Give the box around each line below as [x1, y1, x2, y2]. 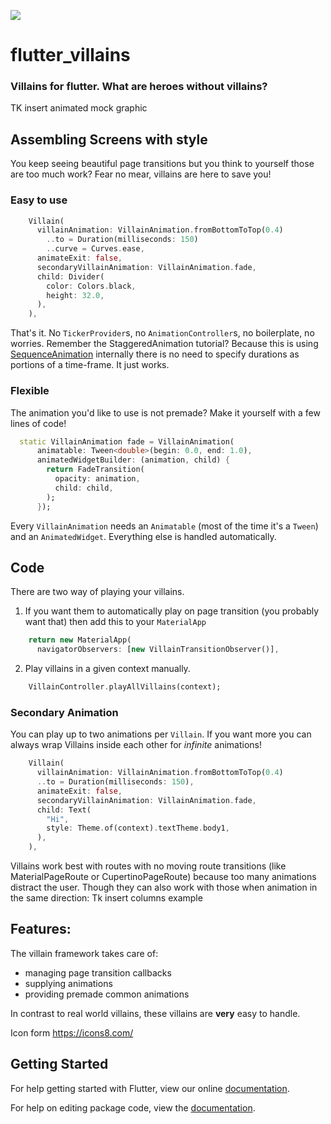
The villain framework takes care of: [10, 947, 159, 959]
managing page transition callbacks [24, 966, 172, 979]
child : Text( [36, 805, 92, 815]
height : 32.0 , [46, 290, 105, 300]
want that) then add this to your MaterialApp [24, 616, 207, 628]
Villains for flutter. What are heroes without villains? [10, 80, 268, 94]
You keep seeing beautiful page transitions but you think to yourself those [10, 158, 315, 170]
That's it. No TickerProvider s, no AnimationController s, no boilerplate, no [10, 327, 315, 339]
